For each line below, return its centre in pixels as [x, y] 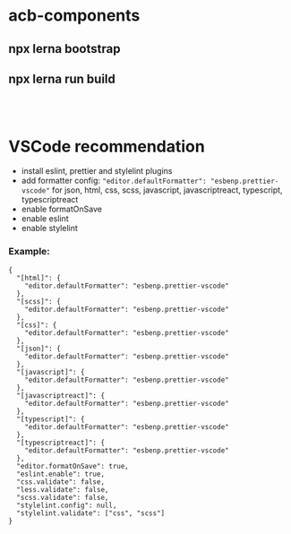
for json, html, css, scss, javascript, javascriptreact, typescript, [167, 190]
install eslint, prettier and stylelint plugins [97, 171]
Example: [29, 252]
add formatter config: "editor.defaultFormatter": [114, 181]
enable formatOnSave [61, 209]
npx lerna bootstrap [64, 49]
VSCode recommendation [107, 146]
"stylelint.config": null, [67, 505]
